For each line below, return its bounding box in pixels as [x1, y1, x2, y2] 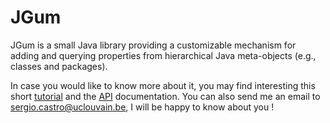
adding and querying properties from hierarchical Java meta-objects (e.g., [10, 49, 317, 61]
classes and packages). [10, 60, 108, 72]
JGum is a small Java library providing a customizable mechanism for [10, 39, 297, 51]
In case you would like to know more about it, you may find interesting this [10, 79, 316, 91]
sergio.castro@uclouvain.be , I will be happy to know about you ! [10, 101, 275, 113]
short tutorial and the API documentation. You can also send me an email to [10, 90, 321, 102]
